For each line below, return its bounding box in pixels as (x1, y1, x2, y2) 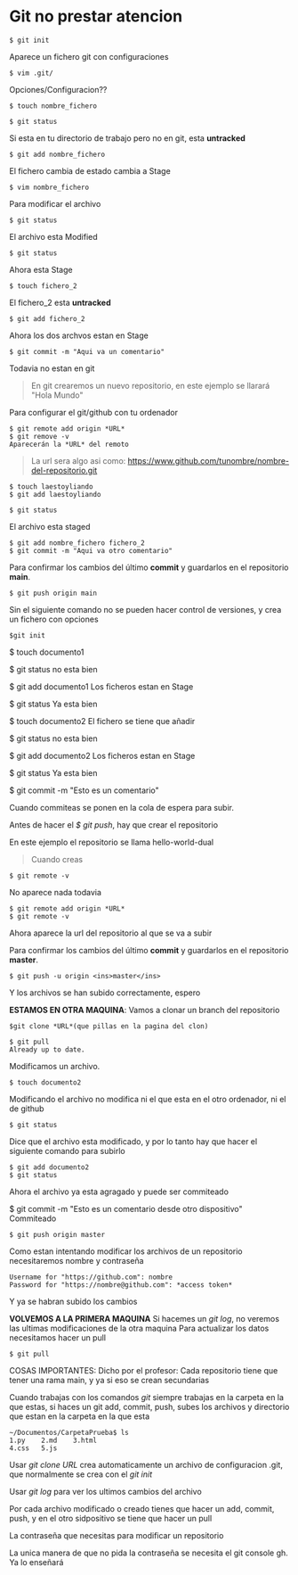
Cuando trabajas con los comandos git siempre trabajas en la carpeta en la (9, 1391, 285, 1402)
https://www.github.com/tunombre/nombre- (127, 455, 290, 466)
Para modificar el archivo (9, 198, 101, 209)
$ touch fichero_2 (9, 281, 77, 291)
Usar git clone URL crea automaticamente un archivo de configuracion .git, (9, 1459, 283, 1470)
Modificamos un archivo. (9, 1060, 101, 1071)
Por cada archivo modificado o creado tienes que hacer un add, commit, (9, 1503, 275, 1513)
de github (9, 1103, 44, 1114)
